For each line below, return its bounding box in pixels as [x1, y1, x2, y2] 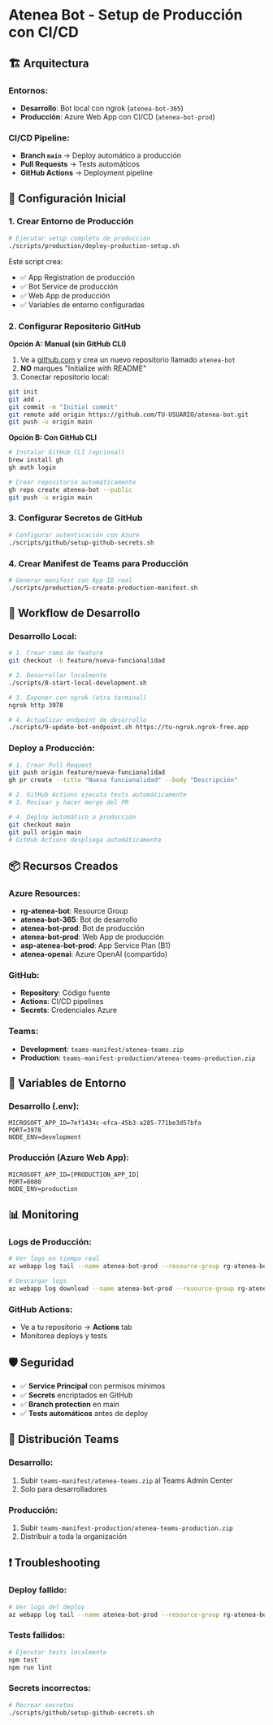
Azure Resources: [8, 888, 81, 899]
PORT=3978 [8, 1126, 42, 1135]
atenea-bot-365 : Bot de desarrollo [19, 915, 138, 924]
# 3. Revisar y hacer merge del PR [8, 798, 129, 806]
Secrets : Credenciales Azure [19, 1006, 118, 1015]
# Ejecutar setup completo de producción [8, 234, 151, 242]
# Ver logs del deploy [8, 1603, 85, 1611]
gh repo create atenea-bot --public [8, 485, 132, 493]
